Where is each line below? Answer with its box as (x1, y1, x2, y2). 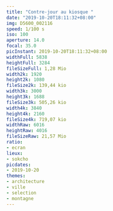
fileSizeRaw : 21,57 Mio (6, 133, 67, 140)
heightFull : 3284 (6, 60, 50, 66)
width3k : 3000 (6, 88, 43, 94)
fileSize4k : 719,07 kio (6, 116, 67, 122)
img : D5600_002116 (6, 20, 53, 26)
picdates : (6, 162, 32, 168)
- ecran (6, 144, 26, 151)
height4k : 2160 (6, 111, 45, 117)
